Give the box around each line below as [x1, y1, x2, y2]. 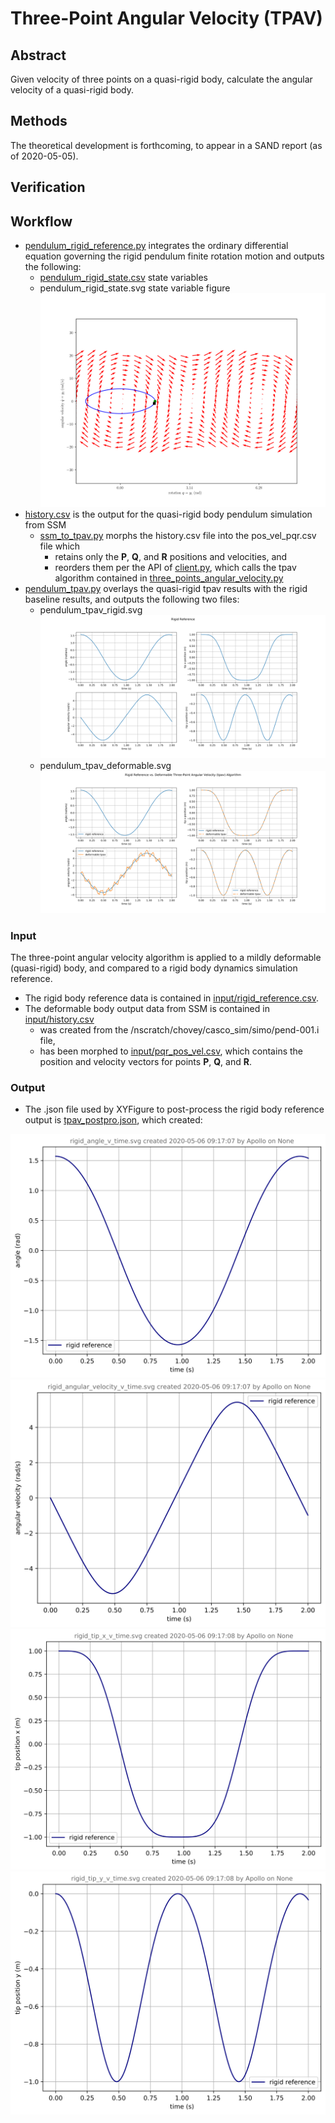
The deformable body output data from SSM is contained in [24, 1003, 270, 1015]
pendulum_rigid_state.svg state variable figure [39, 282, 231, 294]
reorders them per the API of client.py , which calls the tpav [54, 562, 297, 574]
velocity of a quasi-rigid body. [10, 84, 135, 96]
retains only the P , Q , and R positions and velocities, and [54, 551, 288, 563]
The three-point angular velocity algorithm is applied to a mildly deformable [10, 952, 322, 964]
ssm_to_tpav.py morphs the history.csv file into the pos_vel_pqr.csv [39, 530, 317, 542]
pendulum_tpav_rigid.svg [39, 604, 143, 616]
